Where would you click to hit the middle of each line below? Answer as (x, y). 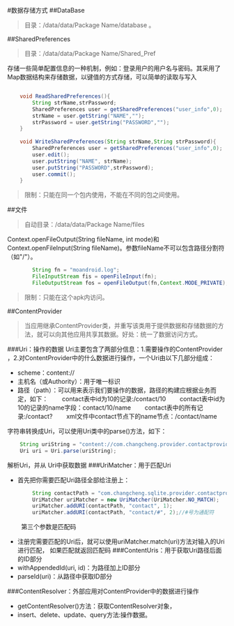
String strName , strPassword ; (75, 103)
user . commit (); (54, 174)
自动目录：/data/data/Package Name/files (84, 225)
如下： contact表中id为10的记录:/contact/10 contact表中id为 (127, 398)
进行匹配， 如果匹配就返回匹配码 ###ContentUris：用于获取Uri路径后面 (119, 551)
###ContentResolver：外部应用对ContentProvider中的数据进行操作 (103, 591)
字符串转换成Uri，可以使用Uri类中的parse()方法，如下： (87, 431)
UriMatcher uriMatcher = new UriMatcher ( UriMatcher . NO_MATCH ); (126, 500)
